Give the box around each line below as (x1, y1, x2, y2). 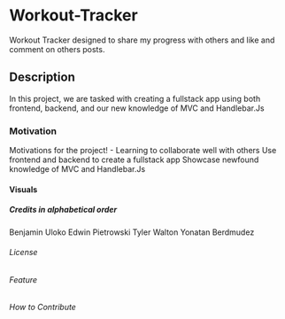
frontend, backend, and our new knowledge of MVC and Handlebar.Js (9, 103, 265, 113)
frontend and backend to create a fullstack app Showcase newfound (9, 154, 259, 165)
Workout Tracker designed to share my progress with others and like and (9, 35, 275, 45)
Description (9, 70, 75, 85)
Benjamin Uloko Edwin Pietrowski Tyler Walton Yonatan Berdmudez (9, 227, 255, 237)
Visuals (9, 183, 38, 195)
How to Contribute (9, 302, 77, 313)
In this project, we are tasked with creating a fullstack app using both (9, 93, 261, 104)
